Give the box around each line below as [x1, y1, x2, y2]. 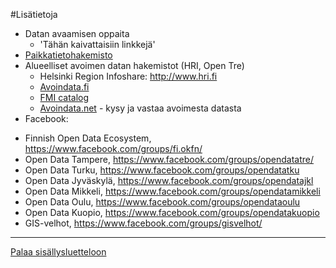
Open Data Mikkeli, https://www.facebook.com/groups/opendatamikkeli [24, 185, 321, 197]
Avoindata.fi [39, 81, 90, 93]
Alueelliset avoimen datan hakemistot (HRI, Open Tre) [24, 60, 245, 71]
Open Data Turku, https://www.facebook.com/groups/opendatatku [24, 164, 300, 176]
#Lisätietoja [10, 9, 58, 20]
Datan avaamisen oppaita [24, 28, 130, 39]
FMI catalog [39, 92, 90, 103]
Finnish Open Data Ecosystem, [24, 132, 152, 144]
